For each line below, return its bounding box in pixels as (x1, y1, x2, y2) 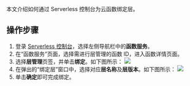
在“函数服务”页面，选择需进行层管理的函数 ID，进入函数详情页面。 (15, 50, 183, 57)
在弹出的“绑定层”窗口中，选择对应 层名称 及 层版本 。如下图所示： (15, 65, 177, 72)
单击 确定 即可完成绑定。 (15, 73, 75, 80)
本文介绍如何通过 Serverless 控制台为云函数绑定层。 (6, 6, 139, 12)
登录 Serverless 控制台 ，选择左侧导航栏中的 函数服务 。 (15, 42, 153, 50)
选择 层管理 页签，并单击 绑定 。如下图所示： (15, 58, 123, 65)
